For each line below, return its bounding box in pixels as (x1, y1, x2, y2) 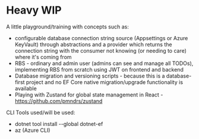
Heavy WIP (6, 4, 62, 17)
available (14, 85, 37, 92)
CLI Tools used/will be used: (6, 109, 75, 116)
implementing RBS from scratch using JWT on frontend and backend (14, 66, 184, 73)
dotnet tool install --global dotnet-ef (14, 120, 103, 127)
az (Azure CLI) (14, 127, 50, 134)
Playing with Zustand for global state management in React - (14, 91, 163, 98)
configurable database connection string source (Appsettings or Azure (14, 34, 188, 41)
